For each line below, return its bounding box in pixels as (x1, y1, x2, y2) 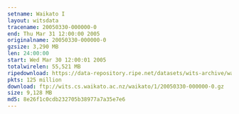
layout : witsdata (7, 17, 59, 24)
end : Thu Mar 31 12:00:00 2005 (7, 30, 100, 38)
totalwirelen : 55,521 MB (7, 63, 81, 70)
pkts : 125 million (7, 76, 62, 84)
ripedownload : (7, 69, 50, 76)
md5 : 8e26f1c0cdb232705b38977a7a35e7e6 (7, 96, 126, 103)
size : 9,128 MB (7, 89, 53, 96)
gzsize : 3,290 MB (7, 43, 59, 50)
